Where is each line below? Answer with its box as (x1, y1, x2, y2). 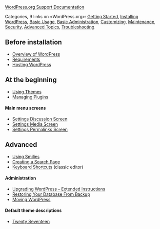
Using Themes (12, 89, 42, 94)
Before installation (5, 38, 62, 46)
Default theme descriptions (5, 207, 62, 213)
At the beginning (5, 76, 57, 84)
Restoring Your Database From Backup (12, 191, 90, 197)
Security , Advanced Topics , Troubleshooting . (5, 24, 96, 30)
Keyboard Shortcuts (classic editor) (12, 164, 84, 170)
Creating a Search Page (12, 159, 60, 164)
